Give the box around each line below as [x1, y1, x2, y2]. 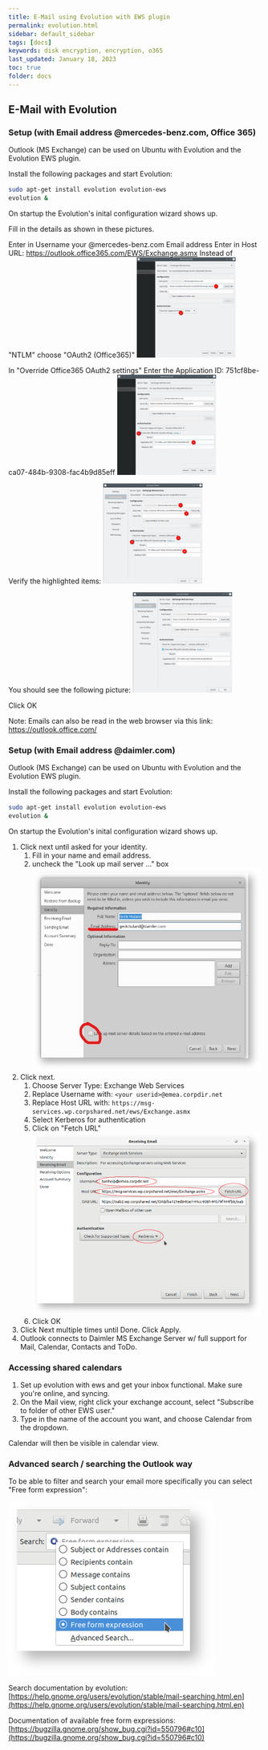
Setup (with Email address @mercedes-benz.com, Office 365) [8, 127, 257, 138]
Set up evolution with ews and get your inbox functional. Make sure [19, 1380, 243, 1390]
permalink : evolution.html [8, 21, 99, 30]
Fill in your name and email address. [31, 851, 152, 860]
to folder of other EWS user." [19, 1405, 115, 1415]
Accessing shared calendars [8, 1362, 123, 1373]
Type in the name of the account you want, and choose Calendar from [19, 1414, 253, 1423]
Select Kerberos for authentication [31, 1115, 146, 1124]
